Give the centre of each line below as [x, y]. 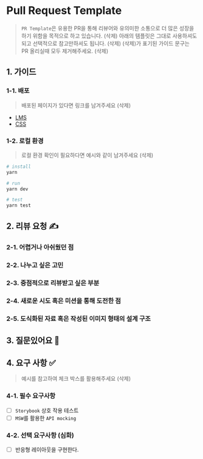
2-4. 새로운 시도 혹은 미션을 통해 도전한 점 [64, 301]
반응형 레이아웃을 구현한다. [47, 450]
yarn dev [17, 189]
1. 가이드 [21, 72]
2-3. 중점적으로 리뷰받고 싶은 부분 [53, 283]
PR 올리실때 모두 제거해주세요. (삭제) [65, 51]
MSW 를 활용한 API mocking [46, 418]
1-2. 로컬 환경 [25, 140]
